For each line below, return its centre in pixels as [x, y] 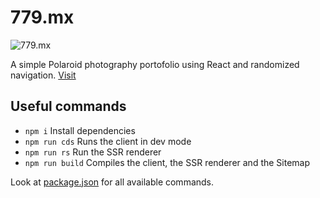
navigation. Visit [43, 75]
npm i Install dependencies [80, 130]
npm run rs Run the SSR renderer [93, 152]
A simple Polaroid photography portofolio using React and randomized [155, 64]
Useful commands [68, 106]
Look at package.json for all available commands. [112, 182]
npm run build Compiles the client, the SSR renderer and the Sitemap [167, 162]
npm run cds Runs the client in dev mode [108, 141]
